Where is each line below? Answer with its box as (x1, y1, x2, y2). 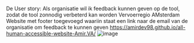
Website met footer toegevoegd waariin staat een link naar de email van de (6, 18, 188, 24)
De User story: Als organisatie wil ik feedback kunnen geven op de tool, (6, 5, 180, 12)
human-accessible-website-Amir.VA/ (6, 30, 96, 37)
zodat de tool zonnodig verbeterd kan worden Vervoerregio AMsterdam (6, 11, 180, 18)
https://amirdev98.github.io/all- (110, 24, 186, 31)
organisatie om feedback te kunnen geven (6, 24, 109, 31)
